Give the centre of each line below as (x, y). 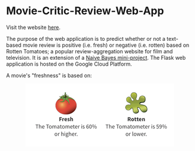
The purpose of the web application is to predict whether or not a (86, 38)
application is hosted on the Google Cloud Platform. (69, 64)
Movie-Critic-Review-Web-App (85, 11)
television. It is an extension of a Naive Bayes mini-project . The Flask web (96, 57)
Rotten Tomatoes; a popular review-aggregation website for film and (89, 51)
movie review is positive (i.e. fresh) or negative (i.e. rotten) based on (106, 45)
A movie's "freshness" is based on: (49, 75)
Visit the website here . (33, 27)
